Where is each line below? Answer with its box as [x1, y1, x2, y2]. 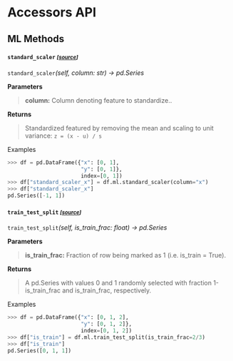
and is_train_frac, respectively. [61, 286, 152, 295]
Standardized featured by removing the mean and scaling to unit [24, 123, 214, 132]
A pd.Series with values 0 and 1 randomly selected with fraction [24, 279, 212, 288]
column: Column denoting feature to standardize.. [24, 96, 172, 104]
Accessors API [7, 4, 97, 21]
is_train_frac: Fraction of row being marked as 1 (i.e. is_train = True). [24, 251, 227, 260]
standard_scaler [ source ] [7, 54, 78, 61]
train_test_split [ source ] [7, 208, 82, 216]
